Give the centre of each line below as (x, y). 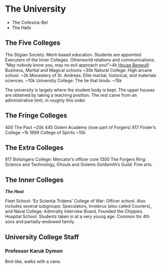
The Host (15, 192)
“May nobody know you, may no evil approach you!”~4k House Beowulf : (78, 65)
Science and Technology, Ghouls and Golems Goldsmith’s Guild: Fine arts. (79, 164)
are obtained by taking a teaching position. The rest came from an (71, 95)
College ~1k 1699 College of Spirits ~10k (45, 132)
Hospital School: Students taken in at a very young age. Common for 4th (77, 216)
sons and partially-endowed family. (40, 222)
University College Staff (42, 237)
